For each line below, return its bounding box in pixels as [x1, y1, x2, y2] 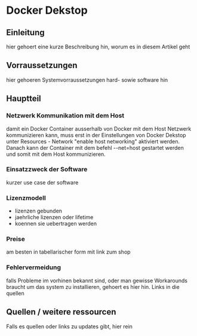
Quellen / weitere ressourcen [6, 307, 116, 317]
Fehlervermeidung [6, 263, 61, 272]
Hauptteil [6, 94, 42, 104]
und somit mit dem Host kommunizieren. [6, 150, 106, 158]
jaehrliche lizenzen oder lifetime [14, 214, 94, 221]
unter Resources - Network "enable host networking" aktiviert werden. [6, 138, 180, 145]
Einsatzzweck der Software [6, 165, 88, 174]
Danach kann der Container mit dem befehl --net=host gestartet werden [6, 144, 184, 151]
